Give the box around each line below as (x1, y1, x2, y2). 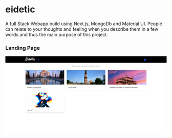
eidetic (5, 4, 35, 15)
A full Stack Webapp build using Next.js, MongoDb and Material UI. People (5, 21, 162, 27)
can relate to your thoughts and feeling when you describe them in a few (5, 26, 159, 32)
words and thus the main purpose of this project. (5, 31, 109, 37)
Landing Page (5, 44, 40, 51)
